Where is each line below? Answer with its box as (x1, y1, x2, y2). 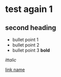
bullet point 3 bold (12, 47, 50, 53)
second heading (5, 23, 57, 32)
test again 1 (5, 3, 53, 15)
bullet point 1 (12, 36, 39, 42)
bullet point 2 (12, 42, 40, 48)
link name (5, 66, 25, 72)
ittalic (5, 57, 16, 63)
